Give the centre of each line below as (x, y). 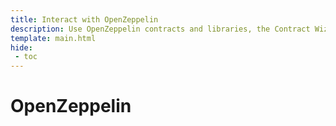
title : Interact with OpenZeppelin (84, 19)
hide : (21, 47)
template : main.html (53, 38)
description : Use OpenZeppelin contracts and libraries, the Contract (160, 29)
